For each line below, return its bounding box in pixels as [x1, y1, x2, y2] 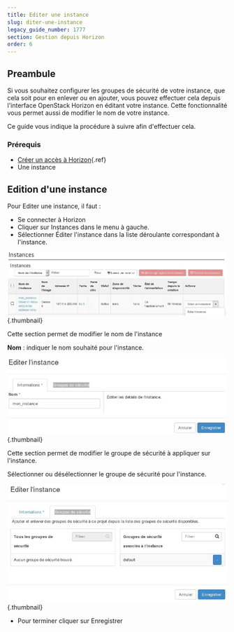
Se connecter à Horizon [17, 216, 86, 224]
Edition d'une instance [7, 183, 108, 195]
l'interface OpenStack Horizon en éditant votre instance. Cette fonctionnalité [7, 101, 228, 109]
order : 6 [7, 41, 33, 48]
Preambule [7, 67, 56, 80]
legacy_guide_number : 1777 [7, 26, 86, 33]
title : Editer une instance [7, 11, 89, 18]
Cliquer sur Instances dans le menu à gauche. [17, 223, 150, 231]
